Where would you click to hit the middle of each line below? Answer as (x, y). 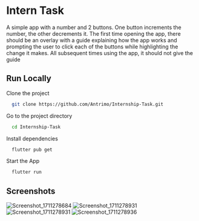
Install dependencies (32, 138)
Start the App (23, 161)
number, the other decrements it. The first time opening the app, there (94, 33)
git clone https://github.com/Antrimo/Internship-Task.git (88, 104)
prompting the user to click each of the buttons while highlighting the (92, 47)
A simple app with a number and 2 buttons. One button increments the (94, 27)
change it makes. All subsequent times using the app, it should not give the (100, 53)
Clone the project (28, 93)
